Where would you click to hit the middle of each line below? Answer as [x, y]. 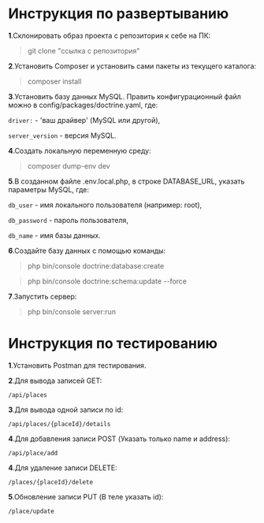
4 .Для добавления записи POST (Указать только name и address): [119, 439]
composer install [54, 81]
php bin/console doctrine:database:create [96, 265]
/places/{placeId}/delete [50, 482]
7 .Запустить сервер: [43, 296]
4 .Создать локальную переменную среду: [80, 150]
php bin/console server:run [72, 311]
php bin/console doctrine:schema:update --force [107, 281]
